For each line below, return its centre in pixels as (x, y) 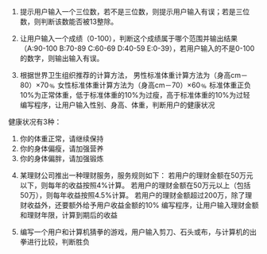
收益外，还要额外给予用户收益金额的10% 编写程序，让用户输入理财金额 (143, 205)
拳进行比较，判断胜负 (54, 242)
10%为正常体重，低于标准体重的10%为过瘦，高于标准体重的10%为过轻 (135, 95)
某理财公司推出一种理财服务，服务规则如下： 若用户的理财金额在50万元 (136, 175)
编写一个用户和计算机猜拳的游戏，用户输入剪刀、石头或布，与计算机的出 (138, 232)
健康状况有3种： (35, 122)
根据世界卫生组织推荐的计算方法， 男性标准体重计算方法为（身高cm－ (133, 75)
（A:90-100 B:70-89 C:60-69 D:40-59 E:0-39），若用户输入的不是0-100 (137, 48)
